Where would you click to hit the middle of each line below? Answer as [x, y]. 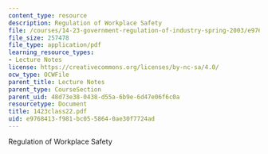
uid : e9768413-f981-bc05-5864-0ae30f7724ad [82, 119]
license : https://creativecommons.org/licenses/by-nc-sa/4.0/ [114, 67]
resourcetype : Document [48, 104]
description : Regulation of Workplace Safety [85, 23]
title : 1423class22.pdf [48, 112]
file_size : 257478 [39, 38]
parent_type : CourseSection [55, 89]
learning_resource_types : [51, 52]
